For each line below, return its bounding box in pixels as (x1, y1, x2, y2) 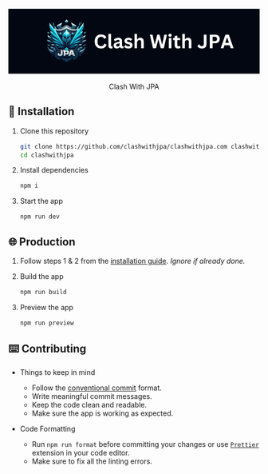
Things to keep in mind (19, 367, 96, 376)
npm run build (19, 289, 67, 297)
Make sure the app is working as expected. (31, 408, 174, 418)
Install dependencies (19, 165, 89, 175)
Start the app (19, 197, 64, 206)
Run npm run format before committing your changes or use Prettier (31, 439, 259, 448)
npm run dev (19, 213, 60, 221)
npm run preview (19, 319, 74, 327)
